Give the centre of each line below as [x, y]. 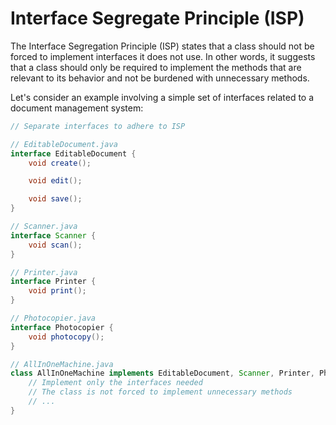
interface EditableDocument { [73, 153]
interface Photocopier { [62, 327]
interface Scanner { [53, 235]
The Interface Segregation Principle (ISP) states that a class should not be [162, 46]
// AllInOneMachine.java [62, 364]
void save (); [55, 199]
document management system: [77, 108]
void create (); [60, 163]
